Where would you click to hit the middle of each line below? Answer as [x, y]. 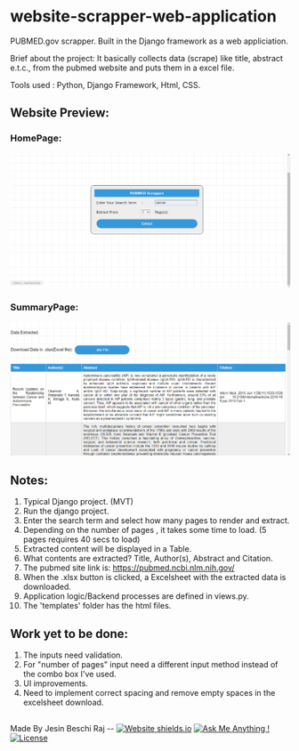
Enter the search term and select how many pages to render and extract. [156, 521]
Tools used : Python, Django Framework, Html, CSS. [105, 85]
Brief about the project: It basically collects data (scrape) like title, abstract [147, 58]
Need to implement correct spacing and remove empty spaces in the [149, 693]
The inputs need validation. [73, 655]
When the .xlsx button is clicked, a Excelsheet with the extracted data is [154, 577]
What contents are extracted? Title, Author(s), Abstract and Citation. [148, 559]
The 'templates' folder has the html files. [97, 606]
